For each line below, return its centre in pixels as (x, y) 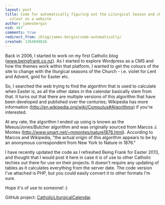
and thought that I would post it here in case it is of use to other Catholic (78, 157)
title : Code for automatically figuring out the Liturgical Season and (80, 14)
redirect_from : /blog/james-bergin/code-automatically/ (63, 37)
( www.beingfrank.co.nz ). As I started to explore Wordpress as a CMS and (79, 61)
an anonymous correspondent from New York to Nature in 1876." (70, 143)
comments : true (21, 32)
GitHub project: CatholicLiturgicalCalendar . (48, 197)
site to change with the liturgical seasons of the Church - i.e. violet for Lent (81, 71)
